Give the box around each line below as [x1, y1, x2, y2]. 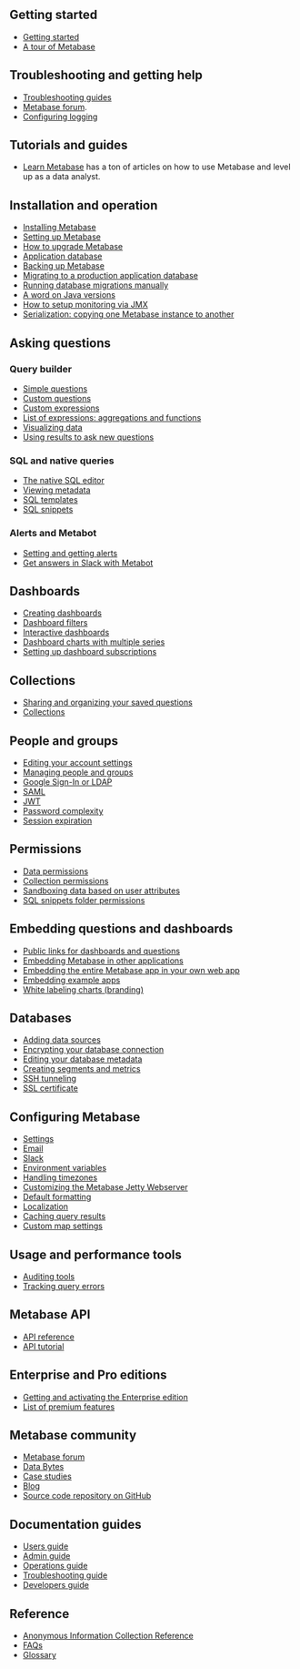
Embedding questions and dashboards [9, 921, 234, 937]
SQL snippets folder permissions [22, 894, 145, 905]
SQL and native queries [9, 454, 115, 467]
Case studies [22, 1471, 73, 1482]
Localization [22, 1201, 69, 1212]
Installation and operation [9, 198, 158, 213]
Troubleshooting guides [22, 91, 112, 103]
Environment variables [22, 1163, 107, 1174]
